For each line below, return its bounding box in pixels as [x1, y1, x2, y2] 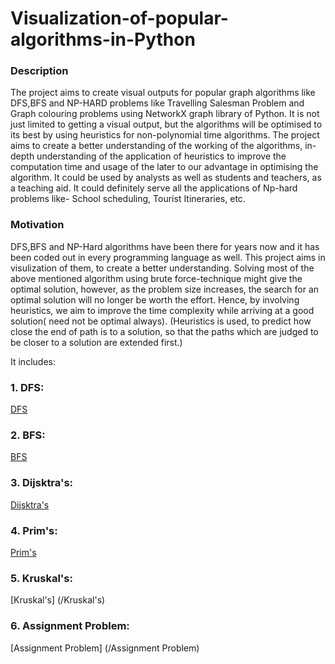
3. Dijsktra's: [10, 476, 74, 490]
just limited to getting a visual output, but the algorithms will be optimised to [10, 118, 323, 131]
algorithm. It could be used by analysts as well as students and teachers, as [10, 172, 322, 184]
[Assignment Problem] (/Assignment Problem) [10, 642, 200, 654]
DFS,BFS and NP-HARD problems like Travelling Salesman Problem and [10, 97, 305, 109]
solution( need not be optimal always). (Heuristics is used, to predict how [10, 315, 312, 327]
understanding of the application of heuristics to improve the [36, 150, 287, 162]
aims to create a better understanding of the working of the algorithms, [10, 140, 303, 152]
